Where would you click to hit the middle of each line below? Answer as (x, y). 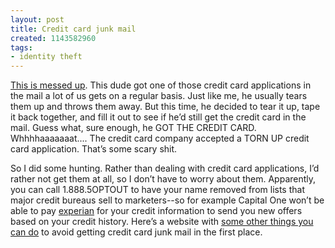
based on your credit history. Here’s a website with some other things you (162, 222)
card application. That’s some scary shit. (94, 149)
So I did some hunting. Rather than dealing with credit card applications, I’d (165, 168)
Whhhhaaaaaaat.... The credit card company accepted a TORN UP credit (160, 138)
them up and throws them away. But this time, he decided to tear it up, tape (165, 107)
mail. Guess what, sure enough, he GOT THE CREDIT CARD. (133, 128)
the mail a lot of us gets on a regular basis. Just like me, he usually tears (159, 96)
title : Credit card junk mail (73, 29)
